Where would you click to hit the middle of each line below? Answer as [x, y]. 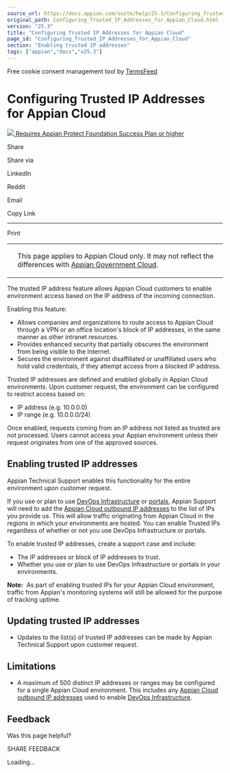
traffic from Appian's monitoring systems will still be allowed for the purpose [115, 592]
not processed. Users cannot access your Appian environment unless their [113, 435]
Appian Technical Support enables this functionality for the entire [99, 481]
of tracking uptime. [34, 599]
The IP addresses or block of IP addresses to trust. [89, 557]
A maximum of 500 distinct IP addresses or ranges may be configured [116, 683]
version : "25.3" [30, 26]
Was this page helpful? [39, 736]
